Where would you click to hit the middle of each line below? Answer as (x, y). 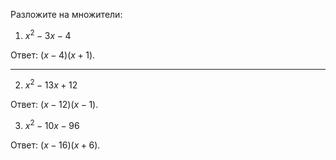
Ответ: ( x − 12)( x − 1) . (54, 105)
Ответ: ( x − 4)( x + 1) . (53, 55)
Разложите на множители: (66, 14)
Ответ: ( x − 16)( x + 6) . (55, 145)
